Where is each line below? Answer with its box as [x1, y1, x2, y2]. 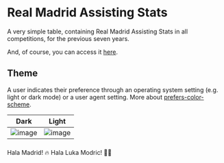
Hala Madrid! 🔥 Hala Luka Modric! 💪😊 [7, 148, 112, 156]
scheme [7, 100, 30, 108]
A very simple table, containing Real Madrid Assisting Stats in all [7, 27, 188, 35]
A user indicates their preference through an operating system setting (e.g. [7, 85, 219, 93]
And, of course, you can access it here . [7, 48, 119, 56]
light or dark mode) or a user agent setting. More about [7, 93, 163, 101]
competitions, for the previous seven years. [7, 34, 130, 42]
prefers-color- [164, 93, 204, 101]
